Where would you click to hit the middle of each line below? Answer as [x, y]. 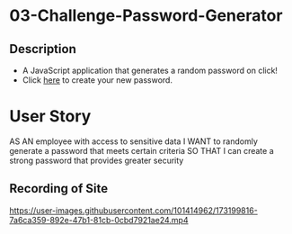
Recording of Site [59, 189]
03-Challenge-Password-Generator [146, 16]
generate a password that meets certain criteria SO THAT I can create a [142, 150]
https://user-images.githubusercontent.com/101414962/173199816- [133, 210]
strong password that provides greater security [97, 160]
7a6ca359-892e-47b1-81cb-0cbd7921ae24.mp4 [99, 220]
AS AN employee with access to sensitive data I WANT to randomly [134, 141]
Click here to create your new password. [97, 80]
